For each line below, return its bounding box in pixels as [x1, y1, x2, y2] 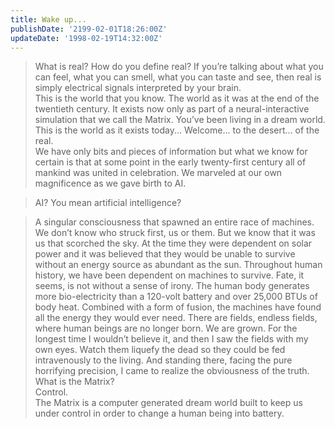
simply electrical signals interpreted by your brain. [34, 82, 242, 94]
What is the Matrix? [34, 376, 115, 388]
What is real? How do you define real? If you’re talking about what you [34, 61, 324, 73]
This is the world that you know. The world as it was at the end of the [34, 92, 320, 105]
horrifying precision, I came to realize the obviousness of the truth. [34, 365, 310, 377]
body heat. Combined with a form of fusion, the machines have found [34, 301, 322, 313]
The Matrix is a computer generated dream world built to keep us [34, 397, 303, 409]
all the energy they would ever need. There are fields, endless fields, [34, 312, 318, 324]
